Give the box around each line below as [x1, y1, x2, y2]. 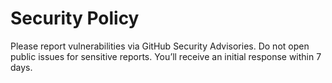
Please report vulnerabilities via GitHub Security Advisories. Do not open [10, 40, 310, 52]
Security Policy [10, 7, 140, 30]
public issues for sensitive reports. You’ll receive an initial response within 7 [10, 50, 322, 62]
